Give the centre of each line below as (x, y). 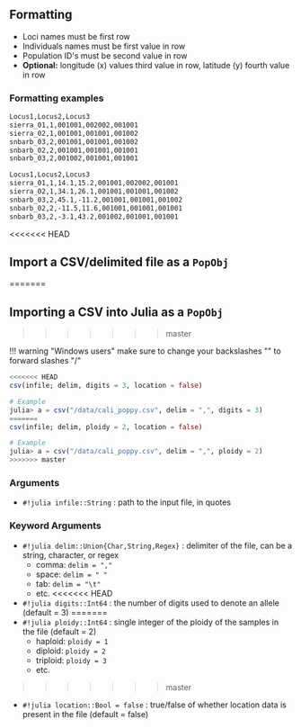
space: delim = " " (71, 574)
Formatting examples (57, 98)
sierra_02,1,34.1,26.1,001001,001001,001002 (94, 192)
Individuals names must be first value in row (104, 46)
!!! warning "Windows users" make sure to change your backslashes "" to (145, 351)
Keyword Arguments (55, 526)
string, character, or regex (71, 555)
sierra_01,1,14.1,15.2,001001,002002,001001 (94, 184)
